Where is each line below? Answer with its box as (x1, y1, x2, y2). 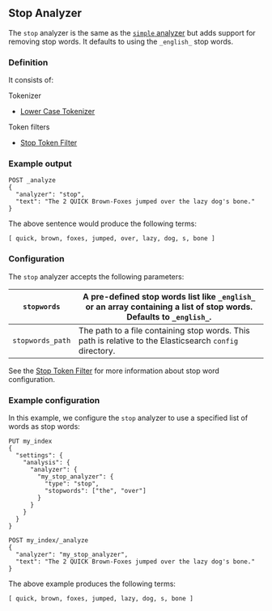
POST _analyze (8, 176, 57, 185)
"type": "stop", (44, 480, 100, 488)
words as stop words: (8, 422, 81, 431)
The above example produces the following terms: (8, 579, 176, 588)
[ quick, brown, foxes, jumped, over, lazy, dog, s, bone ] (8, 235, 216, 243)
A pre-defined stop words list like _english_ (82, 291, 256, 302)
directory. (78, 345, 116, 356)
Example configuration (8, 394, 100, 405)
